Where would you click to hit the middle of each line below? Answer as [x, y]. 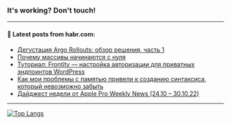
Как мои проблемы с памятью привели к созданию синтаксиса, [112, 79]
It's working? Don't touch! [52, 10]
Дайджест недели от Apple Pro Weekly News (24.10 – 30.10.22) [108, 93]
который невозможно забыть [60, 86]
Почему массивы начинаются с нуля [71, 56]
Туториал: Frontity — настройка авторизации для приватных [106, 64]
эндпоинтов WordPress [51, 72]
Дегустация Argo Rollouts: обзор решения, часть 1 [91, 50]
